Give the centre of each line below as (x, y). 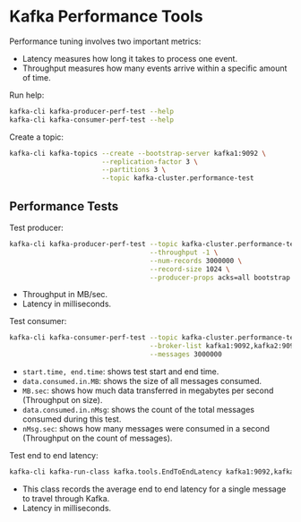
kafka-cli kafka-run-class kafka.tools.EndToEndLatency (116, 472)
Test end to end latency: (54, 455)
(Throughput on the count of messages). (97, 438)
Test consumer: (38, 321)
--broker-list (176, 347)
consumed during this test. (72, 419)
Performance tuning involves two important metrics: (105, 41)
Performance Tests (64, 206)
